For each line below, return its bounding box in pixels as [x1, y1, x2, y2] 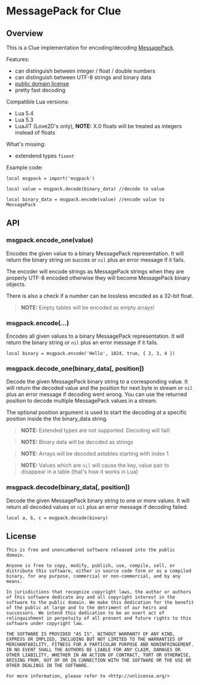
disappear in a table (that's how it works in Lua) [20, 468, 139, 475]
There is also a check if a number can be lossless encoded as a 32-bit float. [6, 292, 193, 299]
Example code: [6, 164, 43, 171]
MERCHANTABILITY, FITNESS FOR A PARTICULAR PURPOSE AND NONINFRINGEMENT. [6, 642, 195, 648]
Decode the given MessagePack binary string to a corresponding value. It [6, 378, 188, 385]
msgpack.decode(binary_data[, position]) [6, 483, 131, 492]
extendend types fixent [14, 152, 75, 159]
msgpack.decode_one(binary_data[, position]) [6, 364, 144, 373]
